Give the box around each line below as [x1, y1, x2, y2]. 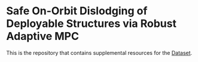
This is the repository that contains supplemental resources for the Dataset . [6, 49, 193, 56]
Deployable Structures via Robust [6, 17, 176, 30]
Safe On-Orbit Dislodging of [6, 4, 148, 18]
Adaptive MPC [6, 30, 80, 43]
